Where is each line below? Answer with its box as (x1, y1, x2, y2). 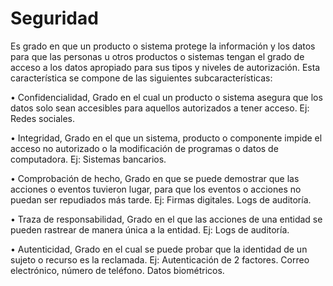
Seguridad (10, 7, 99, 30)
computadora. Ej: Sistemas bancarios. (10, 153, 167, 165)
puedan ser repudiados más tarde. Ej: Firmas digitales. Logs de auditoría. (10, 193, 312, 206)
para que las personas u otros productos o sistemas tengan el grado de (10, 50, 305, 62)
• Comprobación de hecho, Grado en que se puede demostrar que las (10, 172, 300, 184)
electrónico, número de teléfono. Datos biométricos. (10, 264, 225, 276)
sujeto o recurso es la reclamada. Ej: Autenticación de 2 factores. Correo (10, 253, 310, 266)
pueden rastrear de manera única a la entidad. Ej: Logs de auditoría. (10, 223, 290, 236)
